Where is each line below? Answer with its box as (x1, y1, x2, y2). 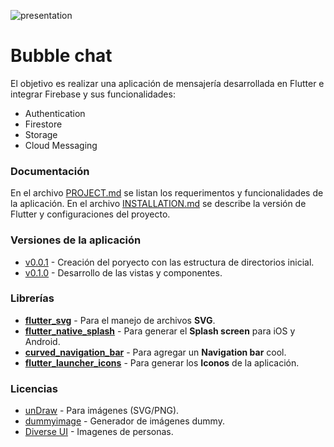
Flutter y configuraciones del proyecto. (10, 208, 171, 220)
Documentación (10, 164, 90, 178)
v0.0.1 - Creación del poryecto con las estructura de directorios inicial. (24, 256, 315, 268)
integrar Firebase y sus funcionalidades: (10, 88, 176, 100)
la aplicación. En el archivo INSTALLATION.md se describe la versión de (10, 198, 307, 210)
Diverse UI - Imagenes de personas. (24, 426, 174, 438)
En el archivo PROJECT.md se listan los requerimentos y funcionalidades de (10, 187, 324, 199)
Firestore (24, 118, 63, 130)
